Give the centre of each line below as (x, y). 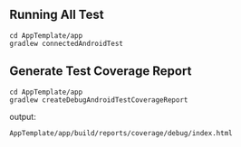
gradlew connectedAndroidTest (67, 43)
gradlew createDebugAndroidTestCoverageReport (99, 100)
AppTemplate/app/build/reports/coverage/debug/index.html (121, 133)
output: (23, 116)
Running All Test (57, 15)
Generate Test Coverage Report (101, 71)
